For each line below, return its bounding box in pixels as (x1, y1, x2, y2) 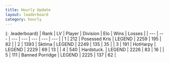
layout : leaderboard (5, 12, 49, 17)
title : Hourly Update (5, 7, 51, 13)
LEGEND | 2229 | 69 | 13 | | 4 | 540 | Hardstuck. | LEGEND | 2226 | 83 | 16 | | (5, 46, 164, 53)
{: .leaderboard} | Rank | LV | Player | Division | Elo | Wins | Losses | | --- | (5, 31, 158, 37)
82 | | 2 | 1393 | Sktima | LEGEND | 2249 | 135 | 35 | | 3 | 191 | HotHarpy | (5, 41, 156, 47)
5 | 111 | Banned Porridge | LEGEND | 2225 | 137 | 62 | (5, 52, 116, 58)
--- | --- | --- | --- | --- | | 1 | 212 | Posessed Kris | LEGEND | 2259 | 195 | (11, 36, 162, 42)
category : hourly (5, 17, 42, 22)
